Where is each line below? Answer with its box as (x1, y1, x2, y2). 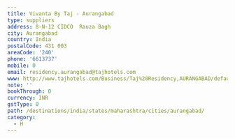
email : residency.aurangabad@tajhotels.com (7, 68, 136, 75)
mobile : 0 (7, 62, 36, 69)
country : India (7, 36, 52, 43)
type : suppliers (7, 17, 55, 24)
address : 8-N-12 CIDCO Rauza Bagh (7, 23, 111, 30)
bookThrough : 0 (7, 88, 52, 95)
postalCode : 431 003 (7, 43, 68, 49)
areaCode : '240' (7, 49, 55, 56)
